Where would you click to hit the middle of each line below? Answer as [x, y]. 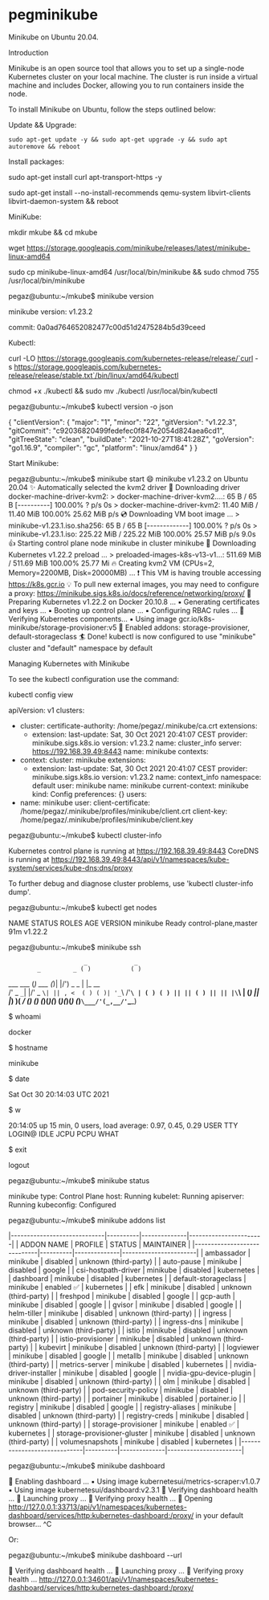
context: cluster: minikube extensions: [83, 760]
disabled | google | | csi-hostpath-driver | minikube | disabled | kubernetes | [134, 1270]
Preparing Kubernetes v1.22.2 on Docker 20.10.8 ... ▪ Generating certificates [134, 602]
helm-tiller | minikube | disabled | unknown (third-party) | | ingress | [120, 1313]
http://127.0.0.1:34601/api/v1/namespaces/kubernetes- [128, 1579]
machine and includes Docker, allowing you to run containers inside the [126, 85]
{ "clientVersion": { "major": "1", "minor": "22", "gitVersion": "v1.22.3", [123, 422]
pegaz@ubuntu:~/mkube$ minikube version [81, 296]
